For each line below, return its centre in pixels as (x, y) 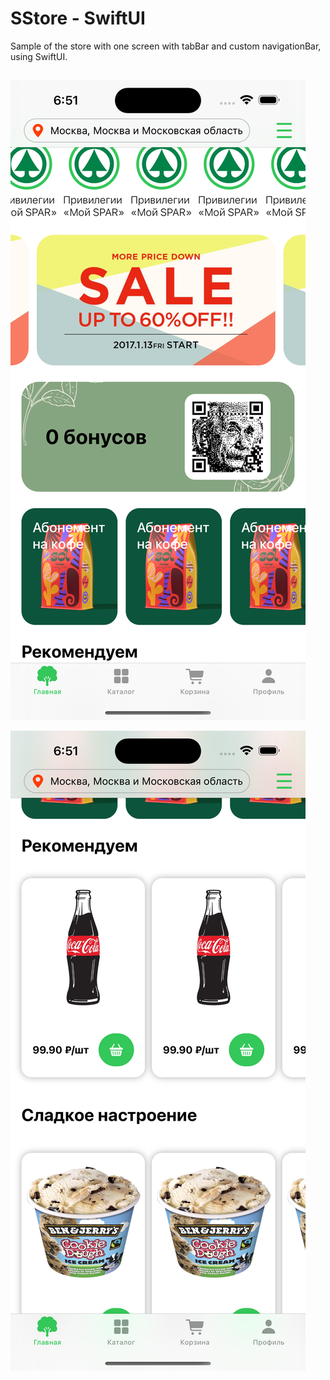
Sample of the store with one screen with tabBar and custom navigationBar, (166, 46)
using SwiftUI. (39, 56)
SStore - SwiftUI (78, 18)
